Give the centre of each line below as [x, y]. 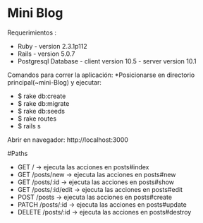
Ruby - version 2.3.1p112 [53, 46]
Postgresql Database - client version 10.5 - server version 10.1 [107, 61]
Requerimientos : [32, 32]
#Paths [18, 153]
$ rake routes [37, 119]
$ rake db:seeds [41, 111]
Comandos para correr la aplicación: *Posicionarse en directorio [101, 75]
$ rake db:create [42, 96]
